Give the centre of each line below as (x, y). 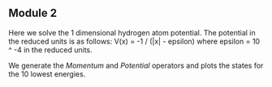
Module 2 (33, 13)
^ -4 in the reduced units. (51, 50)
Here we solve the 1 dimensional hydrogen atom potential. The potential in (132, 32)
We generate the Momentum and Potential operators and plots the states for (136, 65)
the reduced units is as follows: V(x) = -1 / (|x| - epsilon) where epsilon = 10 (134, 41)
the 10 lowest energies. (47, 74)
